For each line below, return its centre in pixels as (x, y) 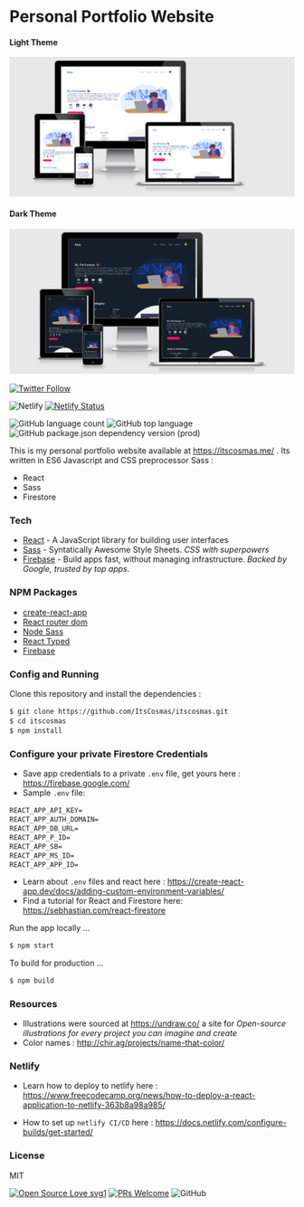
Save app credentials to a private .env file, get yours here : (132, 773)
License (27, 1155)
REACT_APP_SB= (36, 846)
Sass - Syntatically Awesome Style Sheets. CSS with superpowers (146, 550)
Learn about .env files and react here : (94, 881)
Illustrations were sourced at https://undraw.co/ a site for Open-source (154, 1023)
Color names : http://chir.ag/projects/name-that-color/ (123, 1042)
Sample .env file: (54, 793)
